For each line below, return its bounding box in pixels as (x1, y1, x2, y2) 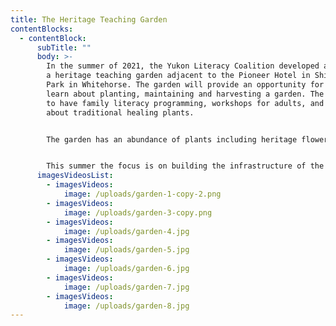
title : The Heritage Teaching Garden (10, 14, 168, 25)
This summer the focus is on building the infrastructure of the (46, 161, 325, 171)
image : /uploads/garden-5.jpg (63, 245, 190, 255)
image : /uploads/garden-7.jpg (63, 282, 190, 292)
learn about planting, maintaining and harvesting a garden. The (46, 89, 325, 99)
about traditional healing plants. (46, 107, 195, 118)
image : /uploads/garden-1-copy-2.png (63, 189, 222, 199)
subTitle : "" (36, 42, 92, 53)
